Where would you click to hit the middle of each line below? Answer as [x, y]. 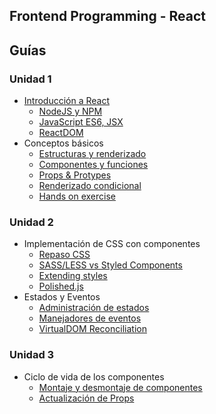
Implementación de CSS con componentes [112, 244]
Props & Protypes [75, 175]
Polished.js [61, 286]
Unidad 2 [31, 222]
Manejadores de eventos [90, 318]
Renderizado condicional [90, 186]
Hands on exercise [77, 196]
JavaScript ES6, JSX [81, 122]
